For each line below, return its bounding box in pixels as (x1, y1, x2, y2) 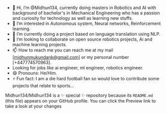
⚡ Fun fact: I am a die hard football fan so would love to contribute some (12, 76, 160, 81)
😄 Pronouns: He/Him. (12, 70, 57, 76)
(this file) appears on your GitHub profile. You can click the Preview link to (5, 98, 156, 104)
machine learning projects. (12, 42, 67, 47)
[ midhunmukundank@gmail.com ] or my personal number (12, 55, 129, 60)
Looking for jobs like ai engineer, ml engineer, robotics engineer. (12, 65, 144, 70)
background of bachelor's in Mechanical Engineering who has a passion (12, 10, 160, 16)
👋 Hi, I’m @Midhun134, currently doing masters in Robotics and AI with (12, 5, 157, 10)
